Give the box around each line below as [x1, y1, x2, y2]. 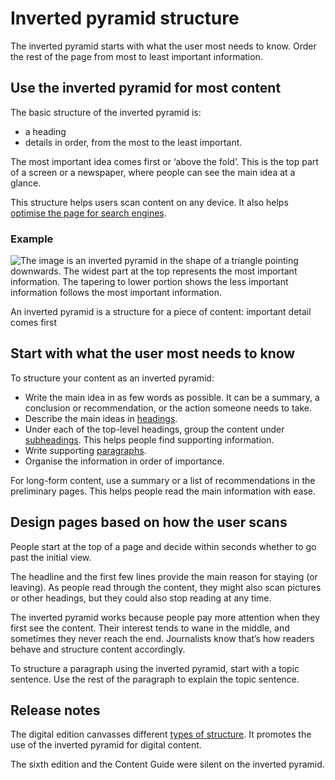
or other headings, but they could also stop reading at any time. [10, 592, 272, 604]
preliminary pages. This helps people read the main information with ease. [10, 485, 317, 497]
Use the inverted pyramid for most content [10, 80, 282, 97]
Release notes [10, 702, 101, 719]
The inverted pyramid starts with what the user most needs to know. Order [10, 40, 317, 52]
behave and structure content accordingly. [10, 643, 186, 655]
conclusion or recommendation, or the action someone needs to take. [24, 402, 313, 414]
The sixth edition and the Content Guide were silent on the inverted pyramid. [10, 758, 325, 771]
